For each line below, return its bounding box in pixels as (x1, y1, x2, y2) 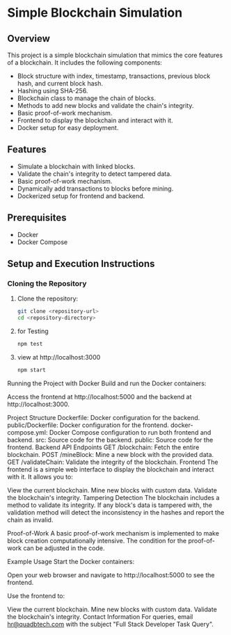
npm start (17, 367, 47, 373)
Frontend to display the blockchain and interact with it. (17, 116, 173, 124)
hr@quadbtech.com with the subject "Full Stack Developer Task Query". (7, 620, 214, 628)
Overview (7, 33, 51, 45)
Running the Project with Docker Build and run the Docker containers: (7, 379, 207, 387)
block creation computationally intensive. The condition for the (7, 536, 186, 545)
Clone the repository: (17, 294, 79, 303)
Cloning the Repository (7, 278, 87, 288)
